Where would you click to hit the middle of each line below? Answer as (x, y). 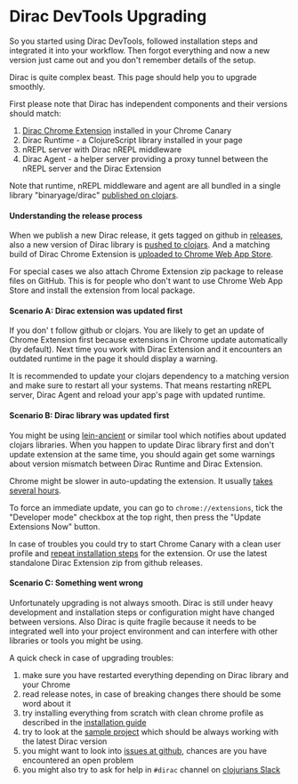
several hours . (36, 490)
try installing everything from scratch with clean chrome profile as (143, 713)
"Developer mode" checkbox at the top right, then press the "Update (135, 517)
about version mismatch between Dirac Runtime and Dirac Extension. (136, 464)
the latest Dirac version (64, 741)
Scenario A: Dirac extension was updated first (96, 311)
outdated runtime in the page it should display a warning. (113, 359)
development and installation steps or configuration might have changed (142, 612)
